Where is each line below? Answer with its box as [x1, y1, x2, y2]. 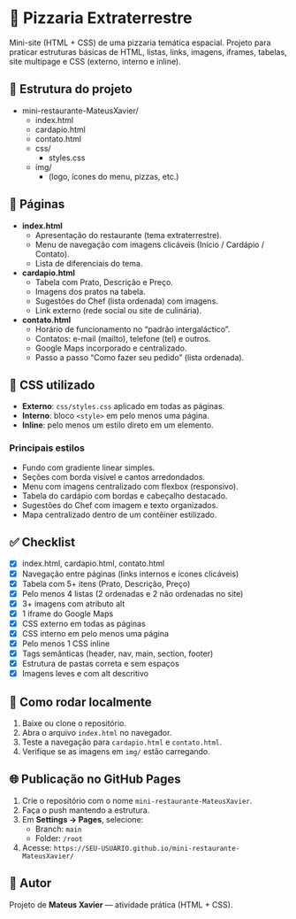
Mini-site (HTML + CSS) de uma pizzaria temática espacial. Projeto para [9, 37, 271, 48]
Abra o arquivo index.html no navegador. [21, 728, 172, 738]
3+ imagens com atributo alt [21, 598, 125, 609]
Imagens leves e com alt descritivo [21, 668, 148, 679]
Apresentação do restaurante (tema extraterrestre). [34, 229, 223, 240]
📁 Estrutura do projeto [9, 81, 133, 97]
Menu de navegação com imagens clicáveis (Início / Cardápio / [34, 239, 265, 250]
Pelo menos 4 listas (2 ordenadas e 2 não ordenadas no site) [21, 588, 244, 599]
